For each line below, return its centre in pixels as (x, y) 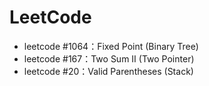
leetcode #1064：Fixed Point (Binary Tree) (111, 46)
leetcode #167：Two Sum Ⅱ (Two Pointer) (109, 58)
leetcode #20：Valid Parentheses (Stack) (108, 71)
